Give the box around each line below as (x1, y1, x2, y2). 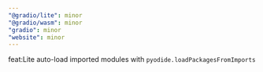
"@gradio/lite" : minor (8, 11, 83, 20)
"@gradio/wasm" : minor (8, 19, 83, 27)
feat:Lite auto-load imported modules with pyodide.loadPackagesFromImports (8, 55, 256, 64)
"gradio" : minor (8, 26, 61, 34)
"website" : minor (8, 33, 65, 41)
